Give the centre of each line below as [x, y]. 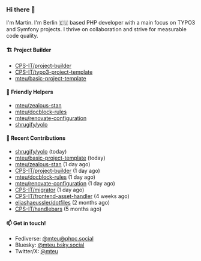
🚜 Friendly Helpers [30, 92]
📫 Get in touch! [26, 223]
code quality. [22, 36]
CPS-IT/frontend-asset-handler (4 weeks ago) [72, 196]
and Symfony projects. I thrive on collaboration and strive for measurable [97, 29]
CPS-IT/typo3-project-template [54, 72]
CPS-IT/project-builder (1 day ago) [57, 170]
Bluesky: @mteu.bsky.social [49, 245]
